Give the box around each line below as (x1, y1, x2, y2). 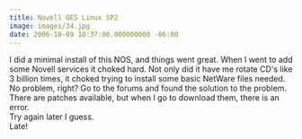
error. (9, 102, 30, 113)
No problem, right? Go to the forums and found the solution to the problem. (9, 83, 288, 94)
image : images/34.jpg (9, 22, 91, 30)
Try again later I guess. (9, 111, 94, 122)
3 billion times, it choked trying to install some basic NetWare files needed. (9, 74, 286, 84)
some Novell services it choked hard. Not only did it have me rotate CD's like (9, 64, 293, 74)
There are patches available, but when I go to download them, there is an (9, 92, 280, 103)
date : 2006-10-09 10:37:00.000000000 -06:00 (9, 30, 179, 39)
